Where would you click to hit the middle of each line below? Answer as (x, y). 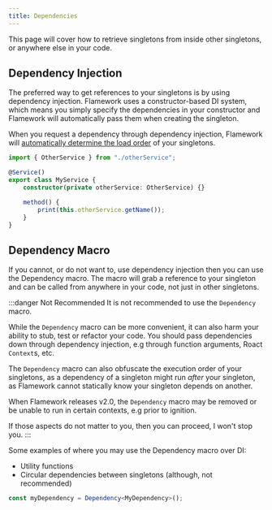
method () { (41, 202)
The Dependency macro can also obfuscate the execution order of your (125, 369)
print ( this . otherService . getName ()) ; (101, 210)
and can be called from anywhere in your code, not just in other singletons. (134, 287)
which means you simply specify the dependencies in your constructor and (134, 110)
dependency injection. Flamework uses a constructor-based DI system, (128, 102)
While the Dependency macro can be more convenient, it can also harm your (134, 327)
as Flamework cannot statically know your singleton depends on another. (131, 386)
